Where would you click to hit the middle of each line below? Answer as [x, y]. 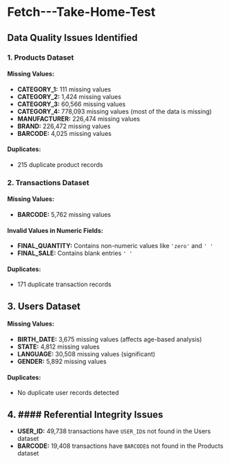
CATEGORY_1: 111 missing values [64, 89]
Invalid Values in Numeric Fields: [55, 230]
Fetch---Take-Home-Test [81, 12]
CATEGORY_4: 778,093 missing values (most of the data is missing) [115, 111]
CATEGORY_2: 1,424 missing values [69, 96]
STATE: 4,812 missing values [59, 347]
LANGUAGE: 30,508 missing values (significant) [86, 354]
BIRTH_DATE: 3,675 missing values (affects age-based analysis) [109, 340]
